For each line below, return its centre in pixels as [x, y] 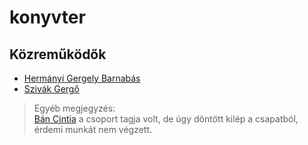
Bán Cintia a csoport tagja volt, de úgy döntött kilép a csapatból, [166, 119]
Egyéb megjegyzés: [74, 108]
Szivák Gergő [51, 89]
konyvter [47, 17]
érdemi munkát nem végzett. [93, 129]
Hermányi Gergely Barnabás [82, 78]
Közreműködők [58, 54]
